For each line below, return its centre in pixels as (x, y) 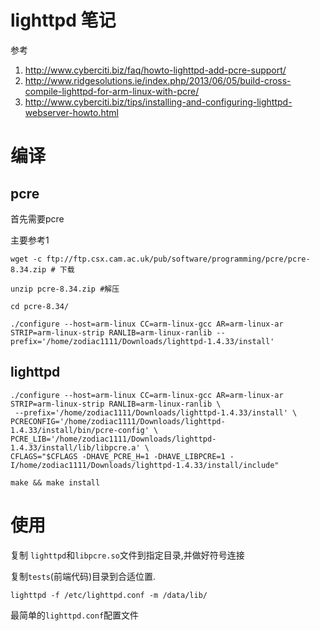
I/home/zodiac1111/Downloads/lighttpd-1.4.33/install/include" (145, 465)
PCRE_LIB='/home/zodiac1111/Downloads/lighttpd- (113, 439)
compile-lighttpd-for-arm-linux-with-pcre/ (112, 91)
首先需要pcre (37, 218)
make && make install (55, 482)
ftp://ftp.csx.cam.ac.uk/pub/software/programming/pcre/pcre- (178, 259)
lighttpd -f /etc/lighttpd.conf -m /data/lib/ (109, 595)
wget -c (26, 259)
